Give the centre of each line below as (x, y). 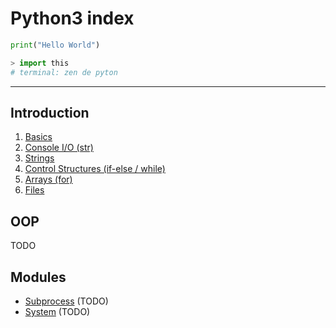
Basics (38, 137)
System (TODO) (57, 311)
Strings (39, 158)
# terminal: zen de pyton (64, 72)
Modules (38, 277)
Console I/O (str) (59, 148)
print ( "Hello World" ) (55, 45)
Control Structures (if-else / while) (95, 169)
